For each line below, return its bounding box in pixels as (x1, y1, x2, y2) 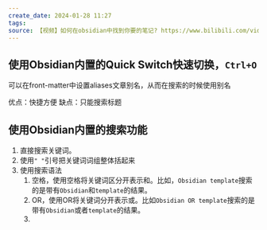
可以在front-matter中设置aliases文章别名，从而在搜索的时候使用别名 (8, 80, 231, 90)
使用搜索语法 (19, 166, 62, 175)
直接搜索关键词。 (19, 146, 76, 155)
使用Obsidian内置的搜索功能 (8, 123, 149, 136)
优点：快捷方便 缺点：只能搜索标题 (8, 97, 122, 107)
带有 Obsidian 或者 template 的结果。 (31, 205, 145, 215)
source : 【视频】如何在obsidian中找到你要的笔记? (8, 26, 158, 34)
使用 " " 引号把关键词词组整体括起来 (19, 156, 136, 165)
